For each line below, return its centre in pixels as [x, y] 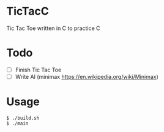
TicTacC [28, 11]
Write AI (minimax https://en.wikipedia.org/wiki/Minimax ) [87, 76]
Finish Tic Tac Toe [38, 70]
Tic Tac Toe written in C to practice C [53, 28]
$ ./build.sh [23, 118]
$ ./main [17, 123]
